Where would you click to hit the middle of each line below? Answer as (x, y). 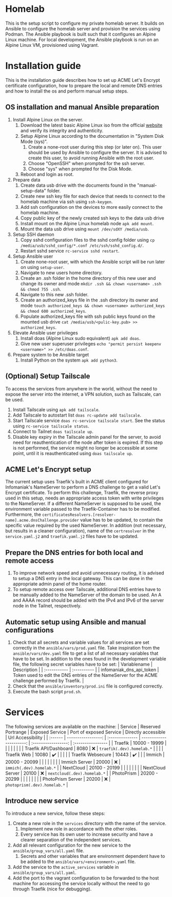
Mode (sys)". (34, 141)
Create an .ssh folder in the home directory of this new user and (88, 278)
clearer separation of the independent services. (71, 839)
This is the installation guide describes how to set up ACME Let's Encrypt (83, 80)
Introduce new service (42, 801)
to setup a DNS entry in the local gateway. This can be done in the (83, 579)
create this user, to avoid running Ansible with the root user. (91, 158)
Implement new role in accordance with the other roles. (79, 829)
